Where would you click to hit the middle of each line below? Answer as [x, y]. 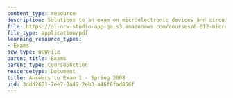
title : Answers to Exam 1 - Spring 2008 [67, 78]
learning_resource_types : [44, 39]
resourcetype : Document [42, 71]
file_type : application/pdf [48, 33]
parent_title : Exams [37, 59]
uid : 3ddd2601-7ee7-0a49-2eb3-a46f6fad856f [71, 84]
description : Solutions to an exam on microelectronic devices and [107, 20]
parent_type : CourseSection [48, 65]
